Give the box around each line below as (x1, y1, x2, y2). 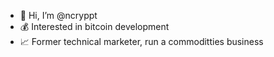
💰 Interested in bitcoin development (19, 21, 170, 32)
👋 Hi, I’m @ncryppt (19, 10, 98, 21)
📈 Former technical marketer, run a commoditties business (19, 36, 264, 47)
